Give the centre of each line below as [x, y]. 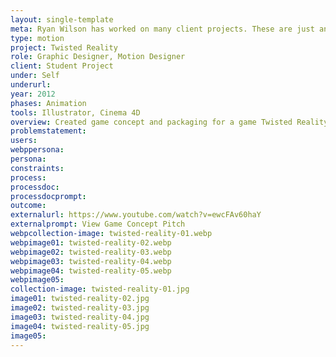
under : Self [35, 76]
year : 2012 [33, 94]
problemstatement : [48, 131]
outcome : [28, 206]
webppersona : [37, 150]
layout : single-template [62, 19]
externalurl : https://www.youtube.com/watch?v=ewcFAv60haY [136, 215]
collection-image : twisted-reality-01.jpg [100, 289]
